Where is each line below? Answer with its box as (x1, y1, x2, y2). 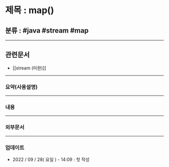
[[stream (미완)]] (12, 65, 46, 71)
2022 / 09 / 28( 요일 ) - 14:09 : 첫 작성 (12, 156, 90, 162)
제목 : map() (5, 5, 54, 16)
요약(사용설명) (5, 83, 38, 91)
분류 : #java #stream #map (5, 26, 89, 35)
